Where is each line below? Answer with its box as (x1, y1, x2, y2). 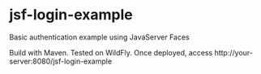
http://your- (214, 47, 254, 57)
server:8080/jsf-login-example (9, 56, 113, 66)
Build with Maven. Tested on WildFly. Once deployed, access (9, 47, 213, 57)
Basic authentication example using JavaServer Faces (9, 32, 190, 42)
